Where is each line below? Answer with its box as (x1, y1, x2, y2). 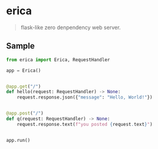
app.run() (6, 137, 31, 143)
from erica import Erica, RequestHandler (6, 56, 110, 63)
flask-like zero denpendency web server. (20, 24, 121, 31)
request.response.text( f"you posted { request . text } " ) (17, 121, 153, 127)
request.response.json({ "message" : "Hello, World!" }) (17, 94, 153, 100)
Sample (6, 41, 35, 51)
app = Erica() (6, 67, 42, 74)
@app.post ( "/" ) (6, 110, 44, 116)
